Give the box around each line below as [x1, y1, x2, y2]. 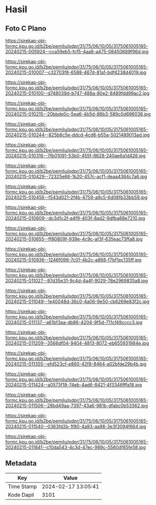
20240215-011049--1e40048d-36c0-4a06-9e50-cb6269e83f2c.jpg [5, 298, 150, 305]
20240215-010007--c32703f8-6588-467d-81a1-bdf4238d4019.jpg [5, 69, 147, 75]
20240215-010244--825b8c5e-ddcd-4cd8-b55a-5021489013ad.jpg [5, 132, 150, 138]
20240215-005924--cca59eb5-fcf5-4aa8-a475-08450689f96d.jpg [5, 49, 149, 54]
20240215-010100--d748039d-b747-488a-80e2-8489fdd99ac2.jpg [5, 90, 150, 96]
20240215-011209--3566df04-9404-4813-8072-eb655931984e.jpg [5, 340, 149, 346]
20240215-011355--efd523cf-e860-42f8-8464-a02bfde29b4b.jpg [5, 361, 147, 367]
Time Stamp [8, 483, 37, 490]
